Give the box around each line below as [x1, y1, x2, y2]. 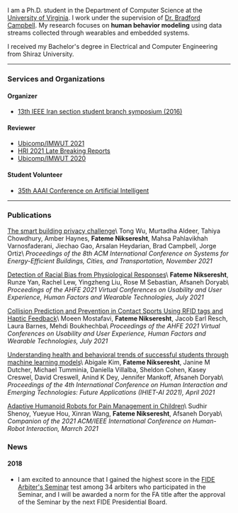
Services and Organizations [7, 74, 105, 83]
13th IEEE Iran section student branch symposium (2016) [17, 108, 183, 116]
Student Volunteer [7, 170, 63, 179]
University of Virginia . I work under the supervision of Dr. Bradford [7, 13, 200, 22]
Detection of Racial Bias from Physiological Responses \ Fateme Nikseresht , [7, 270, 229, 279]
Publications [7, 210, 52, 220]
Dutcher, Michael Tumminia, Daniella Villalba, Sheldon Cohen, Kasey [7, 365, 207, 374]
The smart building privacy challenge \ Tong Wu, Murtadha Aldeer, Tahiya [7, 226, 221, 235]
